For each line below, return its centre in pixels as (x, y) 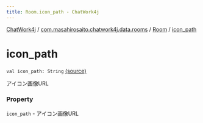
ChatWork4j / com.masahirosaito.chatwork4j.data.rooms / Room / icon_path (101, 29)
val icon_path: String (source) (46, 71)
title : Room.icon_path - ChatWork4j (53, 12)
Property (20, 99)
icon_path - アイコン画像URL (43, 113)
